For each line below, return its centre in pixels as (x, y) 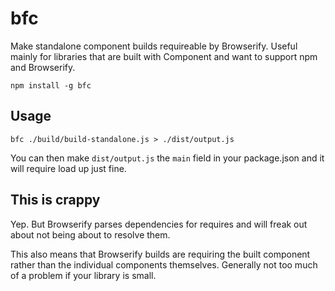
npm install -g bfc (51, 85)
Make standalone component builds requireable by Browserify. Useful (154, 46)
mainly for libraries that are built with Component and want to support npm (164, 56)
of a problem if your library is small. (83, 275)
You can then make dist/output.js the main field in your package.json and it (167, 158)
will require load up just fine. (68, 168)
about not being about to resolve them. (90, 234)
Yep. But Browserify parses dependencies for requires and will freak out (159, 224)
